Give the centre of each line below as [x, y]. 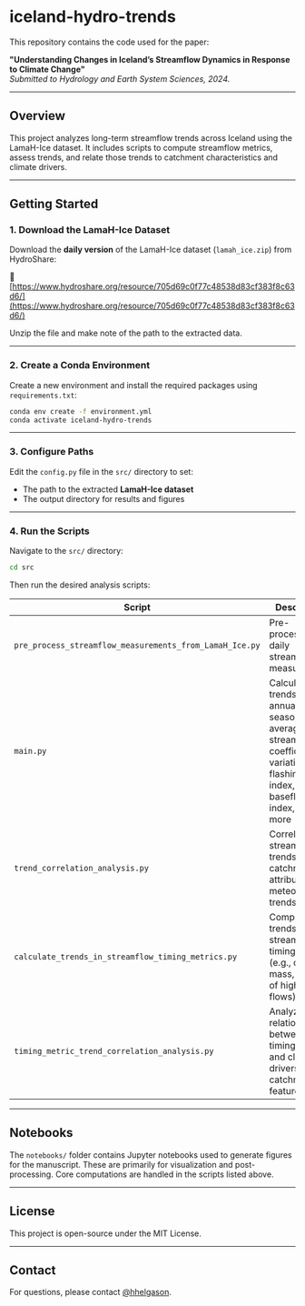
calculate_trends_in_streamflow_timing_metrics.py [126, 956]
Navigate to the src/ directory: [67, 551]
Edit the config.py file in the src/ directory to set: [101, 471]
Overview [38, 116]
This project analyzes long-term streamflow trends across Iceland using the [151, 137]
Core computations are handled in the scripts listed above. [165, 1174]
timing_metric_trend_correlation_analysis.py [114, 1051]
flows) [283, 996]
